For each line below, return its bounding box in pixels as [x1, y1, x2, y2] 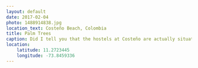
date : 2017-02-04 [6, 14, 49, 20]
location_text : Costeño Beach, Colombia [6, 25, 107, 31]
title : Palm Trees [6, 31, 51, 37]
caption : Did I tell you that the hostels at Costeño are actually [6, 36, 176, 42]
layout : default [6, 8, 46, 15]
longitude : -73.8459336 [16, 53, 75, 59]
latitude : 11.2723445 [16, 47, 70, 53]
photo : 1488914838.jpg [6, 20, 62, 25]
